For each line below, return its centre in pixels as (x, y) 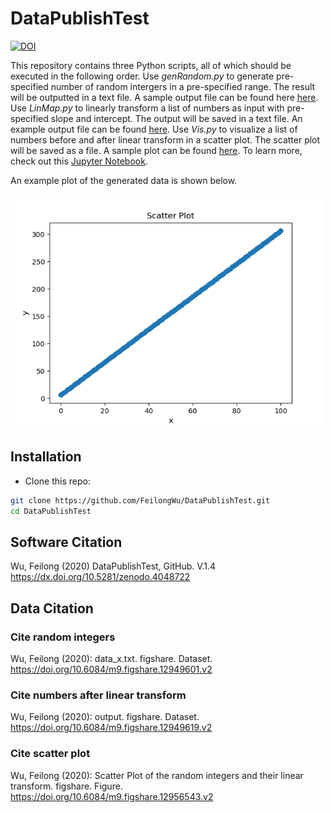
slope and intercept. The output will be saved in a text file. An (176, 118)
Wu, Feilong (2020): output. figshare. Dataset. (105, 717)
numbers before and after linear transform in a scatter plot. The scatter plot (165, 139)
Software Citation (66, 542)
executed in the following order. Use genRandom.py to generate (142, 76)
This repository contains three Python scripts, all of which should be (151, 65)
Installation (46, 457)
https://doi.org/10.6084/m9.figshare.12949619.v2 (111, 728)
